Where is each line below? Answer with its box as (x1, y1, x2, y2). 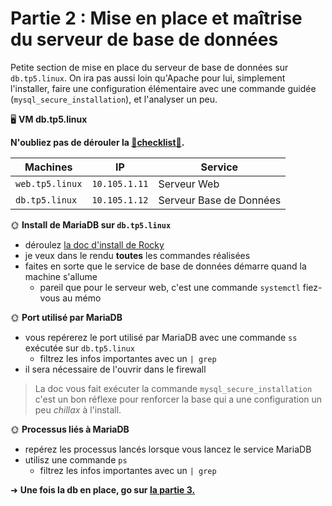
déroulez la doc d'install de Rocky (24, 238, 165, 251)
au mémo (62, 292, 102, 304)
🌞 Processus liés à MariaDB (10, 423, 130, 435)
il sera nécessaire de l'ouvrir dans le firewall (24, 363, 207, 375)
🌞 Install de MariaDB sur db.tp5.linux (10, 218, 172, 231)
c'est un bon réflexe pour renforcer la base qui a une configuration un (34, 393, 323, 405)
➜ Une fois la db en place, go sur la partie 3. (10, 483, 196, 496)
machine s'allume (24, 270, 98, 282)
